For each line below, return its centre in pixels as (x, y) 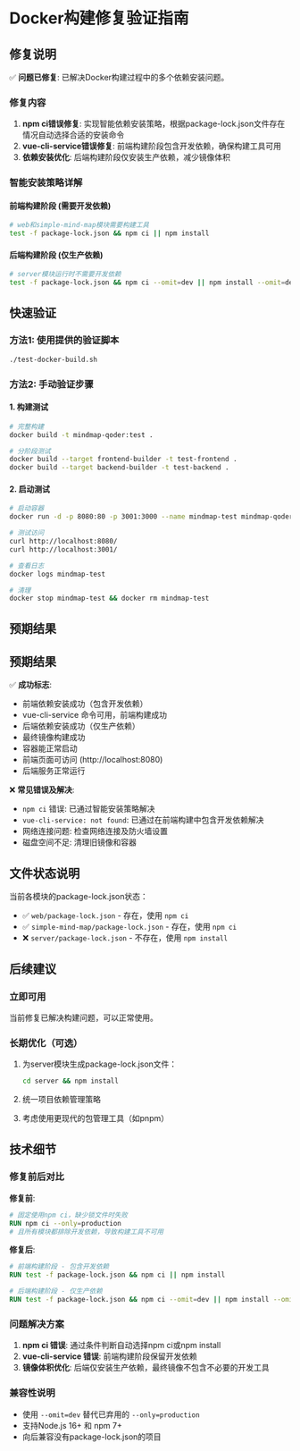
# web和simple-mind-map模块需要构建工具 (79, 225)
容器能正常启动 (50, 748)
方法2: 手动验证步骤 (51, 384)
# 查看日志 (27, 565)
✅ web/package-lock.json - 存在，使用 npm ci (105, 915)
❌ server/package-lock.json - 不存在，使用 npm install (125, 938)
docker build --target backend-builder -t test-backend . (119, 468)
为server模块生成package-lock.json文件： (100, 1064)
